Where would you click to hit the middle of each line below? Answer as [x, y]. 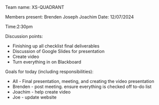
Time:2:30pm [19, 26]
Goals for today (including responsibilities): [49, 71]
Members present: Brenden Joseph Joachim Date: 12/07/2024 [69, 17]
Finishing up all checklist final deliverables [56, 46]
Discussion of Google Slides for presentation [58, 51]
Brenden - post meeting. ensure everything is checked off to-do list [82, 86]
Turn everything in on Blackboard [47, 62]
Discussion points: [24, 36]
